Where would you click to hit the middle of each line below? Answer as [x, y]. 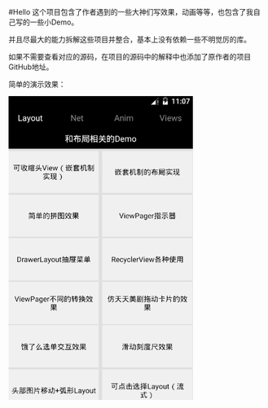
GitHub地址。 [31, 67]
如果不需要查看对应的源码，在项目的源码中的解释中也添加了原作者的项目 [130, 57]
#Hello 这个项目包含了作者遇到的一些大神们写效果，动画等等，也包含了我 [131, 12]
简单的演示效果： [37, 84]
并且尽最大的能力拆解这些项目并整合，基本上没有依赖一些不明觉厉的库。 [130, 39]
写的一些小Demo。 [47, 22]
